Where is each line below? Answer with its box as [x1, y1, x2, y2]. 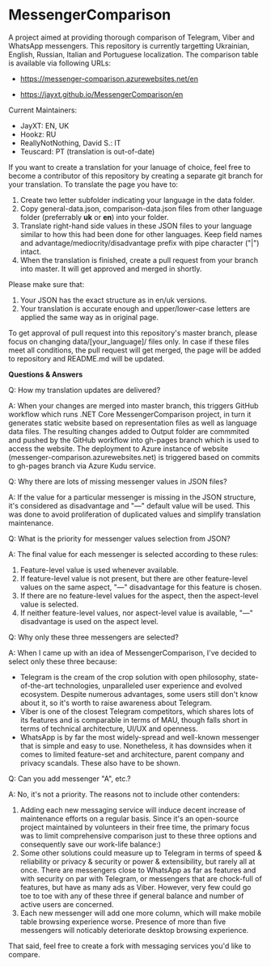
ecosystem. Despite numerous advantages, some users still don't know [19, 689, 259, 699]
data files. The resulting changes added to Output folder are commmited [8, 426, 250, 436]
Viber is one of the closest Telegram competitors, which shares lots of [19, 706, 254, 716]
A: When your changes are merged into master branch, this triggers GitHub [8, 400, 259, 410]
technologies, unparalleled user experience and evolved [55, 681, 243, 690]
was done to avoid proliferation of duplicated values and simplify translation [8, 509, 261, 519]
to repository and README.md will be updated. [8, 353, 165, 363]
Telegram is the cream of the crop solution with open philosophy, [19, 672, 237, 682]
